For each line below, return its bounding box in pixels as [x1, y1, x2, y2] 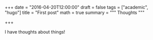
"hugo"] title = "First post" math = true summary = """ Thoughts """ [5, 9, 145, 15]
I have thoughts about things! [5, 29, 65, 34]
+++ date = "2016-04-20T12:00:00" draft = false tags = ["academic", [5, 4, 148, 10]
